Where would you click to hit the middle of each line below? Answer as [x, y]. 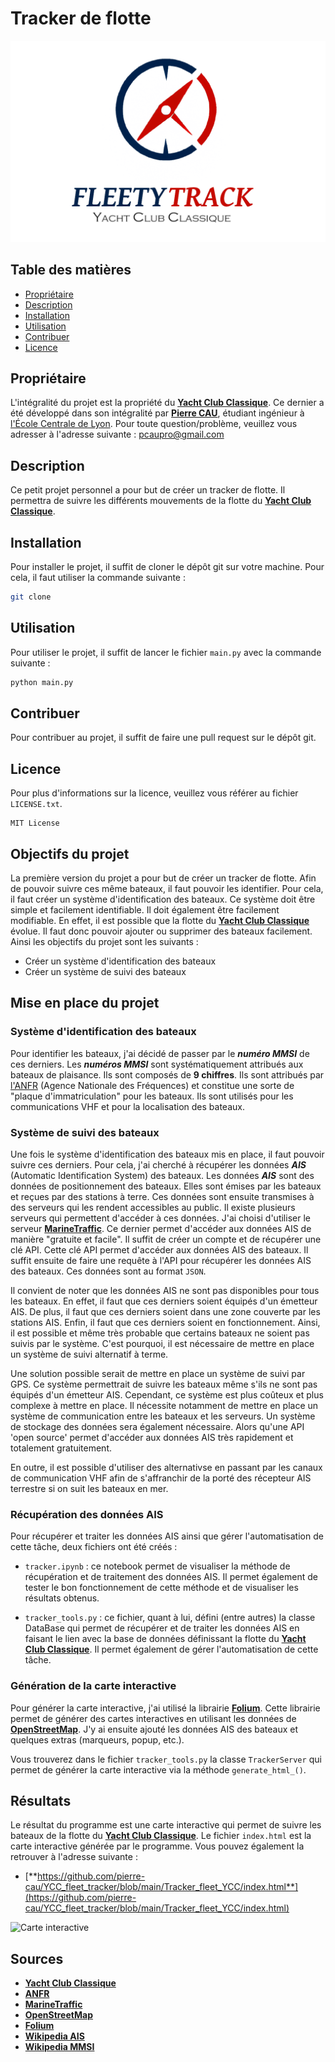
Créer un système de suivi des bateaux [105, 972]
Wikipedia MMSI [59, 2047]
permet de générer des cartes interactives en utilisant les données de [153, 1718]
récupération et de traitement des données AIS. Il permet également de [171, 1577]
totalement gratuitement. [61, 1448]
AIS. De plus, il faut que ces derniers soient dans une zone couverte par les [165, 1312]
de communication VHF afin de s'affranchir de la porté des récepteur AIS [161, 1478]
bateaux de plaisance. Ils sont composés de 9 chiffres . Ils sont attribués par [167, 1074]
